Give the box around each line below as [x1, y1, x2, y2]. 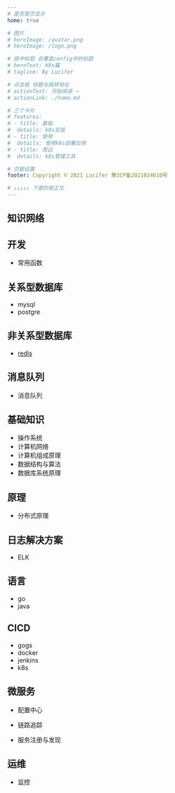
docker [17, 648, 39, 656]
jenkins [17, 656, 39, 664]
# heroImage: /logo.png [7, 43, 77, 50]
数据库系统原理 [17, 469, 61, 477]
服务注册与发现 [17, 735, 61, 744]
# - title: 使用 [7, 133, 53, 140]
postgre [17, 307, 41, 317]
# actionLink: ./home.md [7, 94, 80, 101]
